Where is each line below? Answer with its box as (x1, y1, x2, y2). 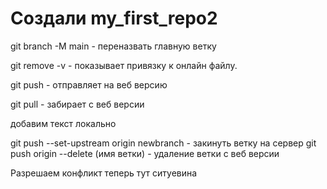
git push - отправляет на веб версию (10, 78, 168, 91)
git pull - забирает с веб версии (10, 98, 145, 110)
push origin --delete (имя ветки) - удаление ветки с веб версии (10, 147, 280, 159)
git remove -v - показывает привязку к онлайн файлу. (10, 59, 238, 71)
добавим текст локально (10, 117, 117, 129)
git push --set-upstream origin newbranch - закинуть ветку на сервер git (10, 137, 317, 149)
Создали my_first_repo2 (10, 7, 218, 30)
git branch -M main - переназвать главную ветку (10, 40, 217, 52)
